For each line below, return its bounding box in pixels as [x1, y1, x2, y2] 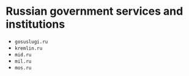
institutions [6, 17, 65, 31]
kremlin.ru [14, 45, 43, 51]
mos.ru [14, 64, 32, 71]
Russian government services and [6, 4, 183, 18]
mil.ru [14, 58, 32, 64]
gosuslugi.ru [14, 39, 48, 45]
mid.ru [14, 51, 32, 58]
